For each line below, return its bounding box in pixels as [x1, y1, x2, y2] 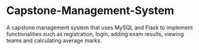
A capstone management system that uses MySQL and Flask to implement [6, 24, 193, 31]
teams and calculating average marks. [6, 37, 102, 44]
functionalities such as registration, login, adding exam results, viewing [6, 30, 184, 37]
